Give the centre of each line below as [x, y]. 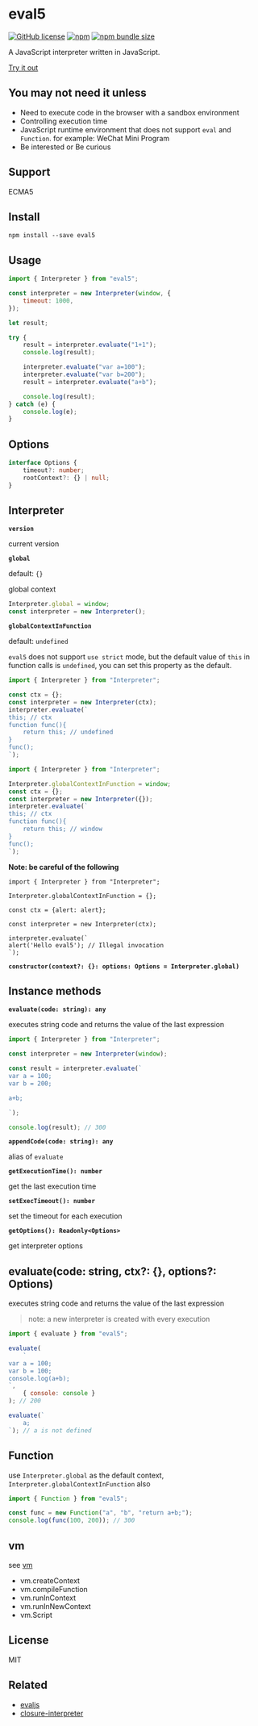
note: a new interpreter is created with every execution [119, 1319]
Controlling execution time [64, 121]
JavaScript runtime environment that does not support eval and [125, 129]
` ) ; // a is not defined [50, 1430]
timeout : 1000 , [48, 301]
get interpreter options [46, 1246]
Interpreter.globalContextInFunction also [79, 1484]
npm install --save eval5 [52, 236]
